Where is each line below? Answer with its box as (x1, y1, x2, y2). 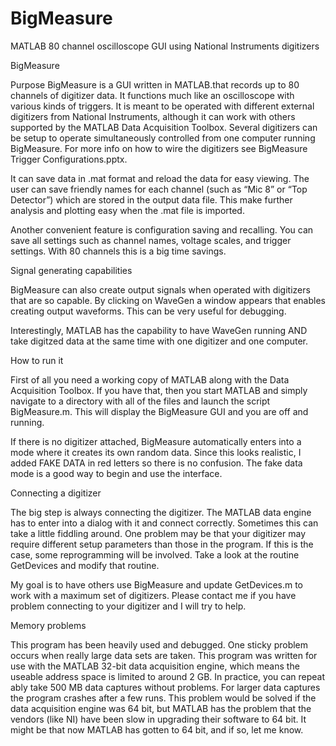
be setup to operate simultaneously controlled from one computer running (10, 132, 316, 144)
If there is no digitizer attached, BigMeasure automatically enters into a (10, 435, 302, 447)
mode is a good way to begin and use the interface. (10, 467, 223, 479)
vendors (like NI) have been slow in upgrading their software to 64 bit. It (10, 713, 307, 725)
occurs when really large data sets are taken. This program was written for (10, 649, 318, 661)
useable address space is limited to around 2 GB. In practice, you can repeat (10, 670, 326, 682)
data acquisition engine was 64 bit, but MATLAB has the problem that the (10, 702, 312, 714)
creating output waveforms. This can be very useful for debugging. (10, 305, 287, 317)
